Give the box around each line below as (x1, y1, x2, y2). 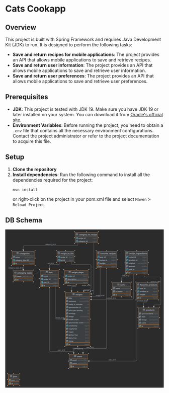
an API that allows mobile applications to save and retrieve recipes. (12, 57, 151, 63)
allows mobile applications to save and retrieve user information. (12, 67, 146, 73)
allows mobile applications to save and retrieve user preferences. (12, 78, 148, 84)
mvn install (12, 187, 38, 192)
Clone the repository (12, 166, 57, 172)
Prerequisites (5, 93, 48, 101)
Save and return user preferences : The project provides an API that (12, 73, 154, 78)
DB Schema (5, 216, 43, 224)
